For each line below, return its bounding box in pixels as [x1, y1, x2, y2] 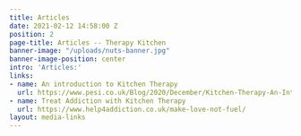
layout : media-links [9, 113, 87, 122]
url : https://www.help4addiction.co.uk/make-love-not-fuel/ [17, 105, 246, 114]
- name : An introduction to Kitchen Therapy [9, 80, 178, 89]
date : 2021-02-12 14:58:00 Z [9, 21, 118, 30]
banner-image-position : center [9, 55, 126, 64]
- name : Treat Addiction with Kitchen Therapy [9, 96, 186, 106]
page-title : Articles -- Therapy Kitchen [9, 38, 167, 47]
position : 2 [9, 30, 54, 38]
